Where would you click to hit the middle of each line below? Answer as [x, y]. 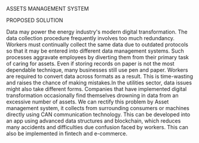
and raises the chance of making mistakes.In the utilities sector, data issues [99, 83]
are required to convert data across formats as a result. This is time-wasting [99, 76]
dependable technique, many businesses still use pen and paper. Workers [97, 70]
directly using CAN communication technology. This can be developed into [98, 114]
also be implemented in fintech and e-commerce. [67, 133]
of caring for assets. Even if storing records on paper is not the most [90, 63]
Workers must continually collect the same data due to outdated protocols [97, 45]
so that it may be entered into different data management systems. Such [95, 51]
